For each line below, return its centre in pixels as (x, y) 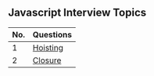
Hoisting (48, 47)
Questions (52, 34)
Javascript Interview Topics (77, 13)
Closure (47, 60)
